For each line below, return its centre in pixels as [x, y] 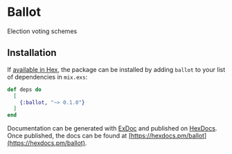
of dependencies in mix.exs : [47, 77]
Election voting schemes [42, 31]
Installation [32, 53]
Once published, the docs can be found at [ [69, 136]
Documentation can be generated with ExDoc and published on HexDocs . [112, 128]
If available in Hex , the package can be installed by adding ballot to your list [116, 69]
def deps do [24, 89]
